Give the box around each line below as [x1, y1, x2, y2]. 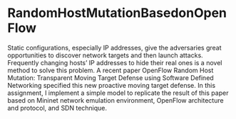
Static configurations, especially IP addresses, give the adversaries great [7, 43, 222, 52]
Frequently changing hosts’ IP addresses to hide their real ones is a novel [7, 58, 222, 67]
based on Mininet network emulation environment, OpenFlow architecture [7, 96, 224, 104]
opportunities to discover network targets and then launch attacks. [7, 51, 203, 59]
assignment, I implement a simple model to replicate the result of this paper [7, 89, 229, 97]
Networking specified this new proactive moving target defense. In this [7, 81, 216, 89]
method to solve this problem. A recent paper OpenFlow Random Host [7, 66, 214, 74]
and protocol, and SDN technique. [7, 103, 108, 112]
